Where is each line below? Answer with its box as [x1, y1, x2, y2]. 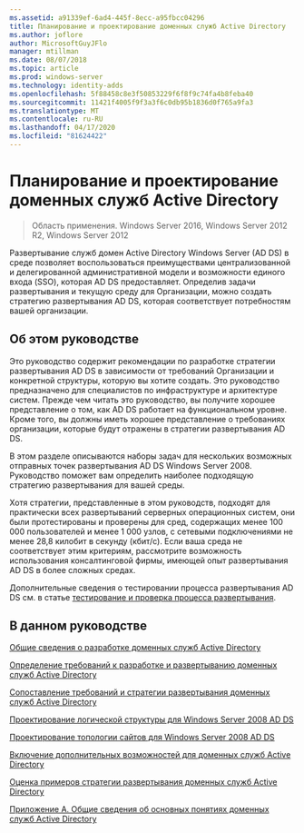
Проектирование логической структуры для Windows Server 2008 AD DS [9, 714, 295, 725]
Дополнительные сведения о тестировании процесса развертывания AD [9, 582, 294, 593]
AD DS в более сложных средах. [9, 564, 136, 575]
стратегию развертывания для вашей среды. [9, 479, 185, 491]
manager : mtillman [9, 47, 79, 56]
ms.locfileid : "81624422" [9, 132, 107, 141]
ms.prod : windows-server [9, 73, 103, 82]
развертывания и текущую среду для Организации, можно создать [9, 285, 272, 296]
